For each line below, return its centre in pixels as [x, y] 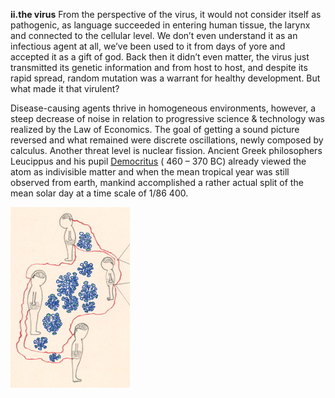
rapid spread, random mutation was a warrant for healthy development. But [165, 78]
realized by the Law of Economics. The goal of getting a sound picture [155, 129]
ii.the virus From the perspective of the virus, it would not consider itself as [166, 14]
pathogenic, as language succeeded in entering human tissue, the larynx [160, 25]
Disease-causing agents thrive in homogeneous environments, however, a [163, 108]
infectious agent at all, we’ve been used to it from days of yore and [148, 46]
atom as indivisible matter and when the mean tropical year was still [150, 172]
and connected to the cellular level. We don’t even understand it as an [154, 35]
